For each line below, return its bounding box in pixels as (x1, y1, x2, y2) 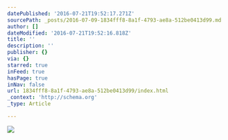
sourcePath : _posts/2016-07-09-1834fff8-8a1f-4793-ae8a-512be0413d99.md (7, 17, 222, 24)
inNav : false (7, 81, 45, 88)
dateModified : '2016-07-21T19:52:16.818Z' (7, 29, 132, 37)
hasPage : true (7, 74, 49, 82)
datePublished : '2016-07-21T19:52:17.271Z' (7, 10, 135, 17)
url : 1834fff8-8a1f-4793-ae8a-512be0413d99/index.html (7, 87, 169, 94)
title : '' (7, 36, 36, 43)
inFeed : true (7, 68, 45, 75)
